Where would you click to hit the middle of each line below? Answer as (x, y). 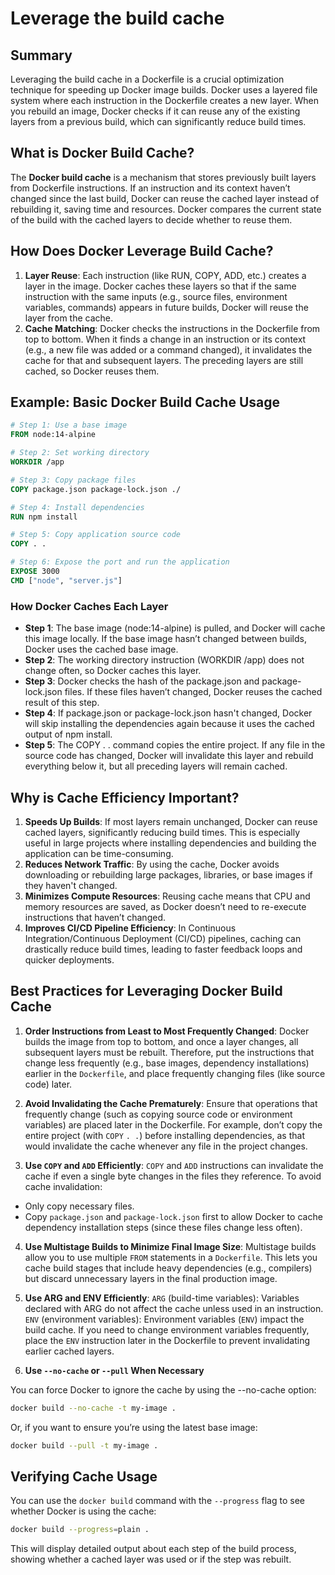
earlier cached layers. (69, 1351)
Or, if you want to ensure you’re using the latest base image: (134, 1427)
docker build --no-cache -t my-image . (93, 1408)
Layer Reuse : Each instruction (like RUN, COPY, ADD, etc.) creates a (165, 275)
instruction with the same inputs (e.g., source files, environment (156, 296)
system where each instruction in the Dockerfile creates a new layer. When (164, 100)
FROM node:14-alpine (53, 435)
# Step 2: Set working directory (80, 453)
